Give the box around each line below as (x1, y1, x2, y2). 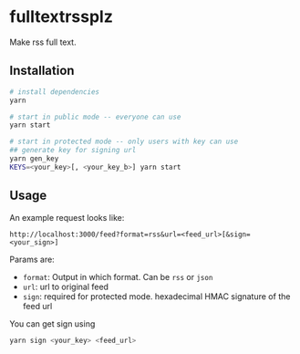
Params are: (9, 254, 55, 265)
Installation (9, 63, 75, 78)
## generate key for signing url (9, 146, 137, 155)
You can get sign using (9, 318, 96, 329)
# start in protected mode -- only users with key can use (9, 137, 239, 147)
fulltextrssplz (9, 6, 114, 27)
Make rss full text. (9, 36, 77, 47)
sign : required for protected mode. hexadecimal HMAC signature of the (22, 290, 291, 302)
